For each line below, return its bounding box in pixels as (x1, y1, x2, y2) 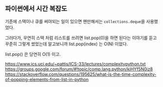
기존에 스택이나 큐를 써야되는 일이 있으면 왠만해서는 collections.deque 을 (5, 18, 145, 24)
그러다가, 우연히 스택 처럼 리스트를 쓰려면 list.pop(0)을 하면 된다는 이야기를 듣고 (5, 35, 157, 40)
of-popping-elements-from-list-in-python (5, 76, 89, 82)
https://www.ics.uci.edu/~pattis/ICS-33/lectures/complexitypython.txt (5, 61, 146, 67)
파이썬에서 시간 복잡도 (5, 4, 67, 13)
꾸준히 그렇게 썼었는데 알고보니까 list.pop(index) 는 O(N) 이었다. (5, 41, 128, 47)
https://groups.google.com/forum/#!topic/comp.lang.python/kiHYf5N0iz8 (5, 66, 153, 72)
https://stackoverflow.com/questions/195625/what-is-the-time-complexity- (5, 71, 157, 77)
